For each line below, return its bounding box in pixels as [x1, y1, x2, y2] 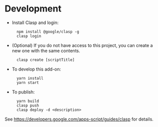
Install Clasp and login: [11, 19, 59, 25]
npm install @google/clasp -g [16, 29, 79, 34]
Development [4, 3, 62, 14]
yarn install [16, 75, 44, 80]
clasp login [16, 33, 41, 38]
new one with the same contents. [11, 47, 80, 53]
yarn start [16, 80, 39, 85]
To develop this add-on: [11, 66, 61, 72]
